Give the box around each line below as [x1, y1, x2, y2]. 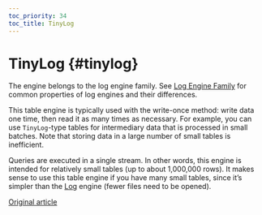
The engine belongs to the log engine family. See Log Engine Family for [8, 81, 247, 91]
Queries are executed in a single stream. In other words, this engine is [8, 156, 242, 166]
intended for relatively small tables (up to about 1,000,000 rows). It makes [8, 164, 255, 174]
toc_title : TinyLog [8, 19, 75, 28]
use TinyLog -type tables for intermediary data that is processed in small [8, 123, 248, 132]
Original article [8, 197, 58, 207]
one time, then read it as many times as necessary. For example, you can [8, 114, 252, 124]
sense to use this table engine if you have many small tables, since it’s [8, 173, 243, 183]
